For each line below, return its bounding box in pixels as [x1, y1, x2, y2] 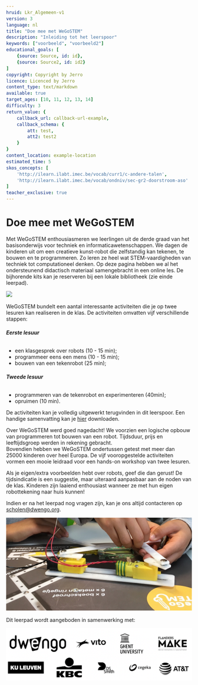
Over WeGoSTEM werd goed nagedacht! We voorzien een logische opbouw [6, 427, 190, 434]
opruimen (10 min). [14, 398, 61, 405]
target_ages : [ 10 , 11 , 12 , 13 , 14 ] [6, 97, 94, 103]
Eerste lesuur [6, 329, 39, 336]
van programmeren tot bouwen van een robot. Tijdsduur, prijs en [6, 433, 163, 440]
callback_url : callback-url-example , [16, 115, 110, 121]
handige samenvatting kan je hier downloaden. [6, 416, 120, 423]
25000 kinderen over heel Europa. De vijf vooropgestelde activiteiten [6, 452, 174, 459]
